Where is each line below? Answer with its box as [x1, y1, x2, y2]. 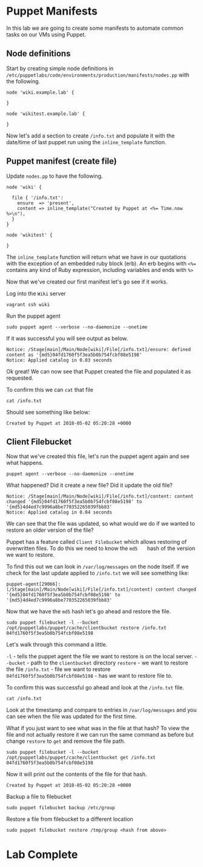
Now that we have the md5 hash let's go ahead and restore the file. [6, 608, 171, 615]
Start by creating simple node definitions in [6, 64, 114, 72]
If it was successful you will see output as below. [6, 335, 128, 342]
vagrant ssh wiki [6, 301, 50, 308]
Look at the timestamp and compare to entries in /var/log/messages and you [6, 706, 197, 714]
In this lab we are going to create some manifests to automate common [6, 24, 184, 32]
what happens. [6, 459, 44, 467]
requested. [6, 374, 33, 381]
